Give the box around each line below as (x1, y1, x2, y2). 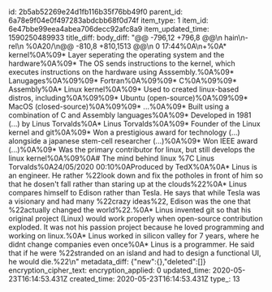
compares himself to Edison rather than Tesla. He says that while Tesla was (8, 188, 261, 197)
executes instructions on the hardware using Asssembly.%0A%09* (8, 67, 235, 76)
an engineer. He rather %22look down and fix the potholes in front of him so (8, 170, 264, 180)
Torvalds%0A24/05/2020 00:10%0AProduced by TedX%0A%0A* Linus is (8, 162, 257, 171)
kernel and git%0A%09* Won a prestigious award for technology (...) (8, 127, 241, 137)
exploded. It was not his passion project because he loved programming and (8, 222, 265, 232)
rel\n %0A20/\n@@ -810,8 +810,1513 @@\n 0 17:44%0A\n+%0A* (8, 41, 227, 51)
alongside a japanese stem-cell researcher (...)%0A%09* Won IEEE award (8, 136, 258, 145)
